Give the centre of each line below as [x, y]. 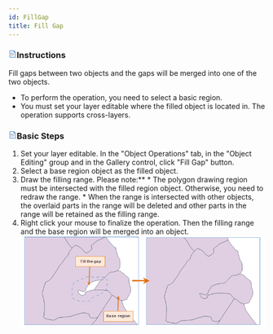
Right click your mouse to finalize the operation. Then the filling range [137, 223]
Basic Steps [41, 136]
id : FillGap [29, 17]
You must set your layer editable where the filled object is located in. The [143, 106]
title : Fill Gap [36, 26]
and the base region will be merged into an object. [104, 231]
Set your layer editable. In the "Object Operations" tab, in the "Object [136, 154]
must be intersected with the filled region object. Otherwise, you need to [142, 188]
